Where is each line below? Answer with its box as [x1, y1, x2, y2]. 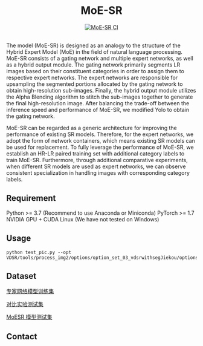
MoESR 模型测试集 [6, 313, 53, 321]
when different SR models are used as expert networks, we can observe [6, 163, 186, 170]
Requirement [6, 193, 56, 203]
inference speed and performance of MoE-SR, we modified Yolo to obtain [6, 106, 189, 113]
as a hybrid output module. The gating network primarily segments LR [6, 61, 181, 68]
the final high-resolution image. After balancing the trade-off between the [6, 99, 190, 106]
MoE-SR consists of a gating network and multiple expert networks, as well [6, 54, 193, 62]
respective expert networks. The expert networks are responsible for [6, 74, 178, 81]
